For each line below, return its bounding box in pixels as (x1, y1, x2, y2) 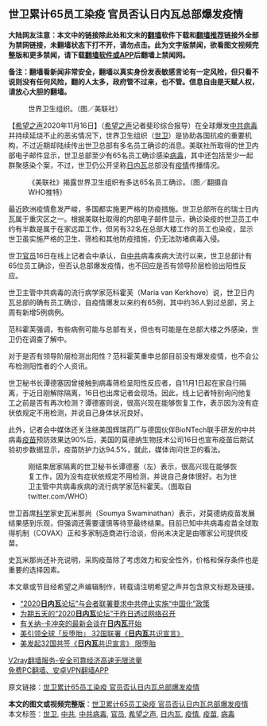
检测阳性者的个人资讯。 (14, 361, 92, 371)
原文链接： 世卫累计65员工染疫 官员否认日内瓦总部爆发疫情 (8, 682, 200, 692)
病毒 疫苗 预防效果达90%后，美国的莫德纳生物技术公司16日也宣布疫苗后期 (8, 434, 247, 444)
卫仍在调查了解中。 (8, 334, 72, 344)
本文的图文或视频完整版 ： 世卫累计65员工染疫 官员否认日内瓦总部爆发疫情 (8, 699, 249, 709)
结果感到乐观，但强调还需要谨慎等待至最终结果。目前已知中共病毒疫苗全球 (8, 518, 252, 527)
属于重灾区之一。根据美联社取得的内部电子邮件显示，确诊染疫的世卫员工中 (14, 214, 259, 223)
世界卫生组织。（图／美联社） (28, 103, 122, 113)
